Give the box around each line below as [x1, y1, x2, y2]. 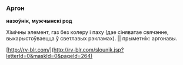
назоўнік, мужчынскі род [6, 18, 72, 25]
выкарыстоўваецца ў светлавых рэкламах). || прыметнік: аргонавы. [6, 35, 178, 42]
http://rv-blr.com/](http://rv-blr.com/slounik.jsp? [8, 46, 124, 53]
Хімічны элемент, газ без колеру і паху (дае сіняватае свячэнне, [6, 29, 169, 36]
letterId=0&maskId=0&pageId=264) [6, 53, 93, 60]
